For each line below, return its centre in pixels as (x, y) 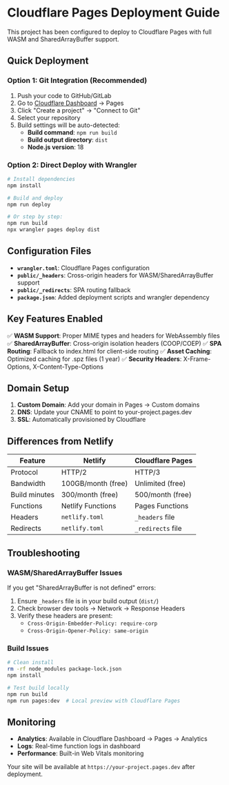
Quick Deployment (48, 61)
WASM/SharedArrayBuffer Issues (65, 572)
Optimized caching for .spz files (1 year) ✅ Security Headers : (94, 359)
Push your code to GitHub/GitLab (64, 95)
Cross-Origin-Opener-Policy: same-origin (88, 631)
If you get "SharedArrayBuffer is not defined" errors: (82, 588)
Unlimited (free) (160, 483)
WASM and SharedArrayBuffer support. (63, 39)
